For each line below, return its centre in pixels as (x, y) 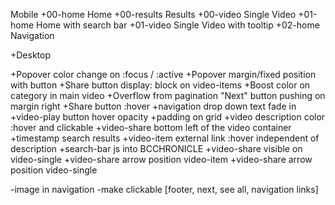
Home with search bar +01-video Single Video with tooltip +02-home (178, 25)
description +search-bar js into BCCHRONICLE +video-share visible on (156, 148)
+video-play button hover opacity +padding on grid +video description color (168, 117)
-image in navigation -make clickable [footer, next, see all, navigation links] (164, 189)
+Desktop (31, 55)
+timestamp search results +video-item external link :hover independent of (165, 138)
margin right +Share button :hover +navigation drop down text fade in (153, 106)
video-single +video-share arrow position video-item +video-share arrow (161, 159)
